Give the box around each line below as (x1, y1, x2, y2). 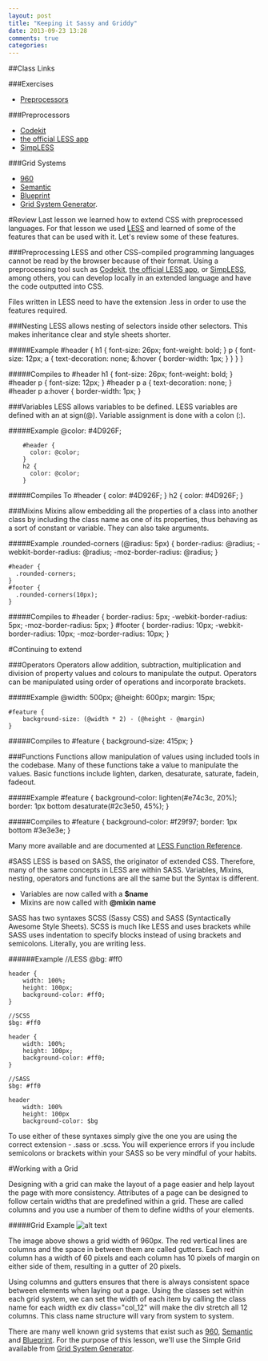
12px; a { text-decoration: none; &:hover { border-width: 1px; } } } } (25, 354, 244, 363)
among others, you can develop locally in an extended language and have (8, 273, 252, 283)
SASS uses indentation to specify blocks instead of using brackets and (8, 930, 242, 940)
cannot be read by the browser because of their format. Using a (8, 256, 218, 265)
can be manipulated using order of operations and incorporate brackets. (8, 677, 246, 687)
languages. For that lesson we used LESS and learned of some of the (8, 224, 236, 233)
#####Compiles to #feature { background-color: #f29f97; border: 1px (8, 817, 238, 827)
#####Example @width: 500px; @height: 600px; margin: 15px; (8, 693, 216, 703)
